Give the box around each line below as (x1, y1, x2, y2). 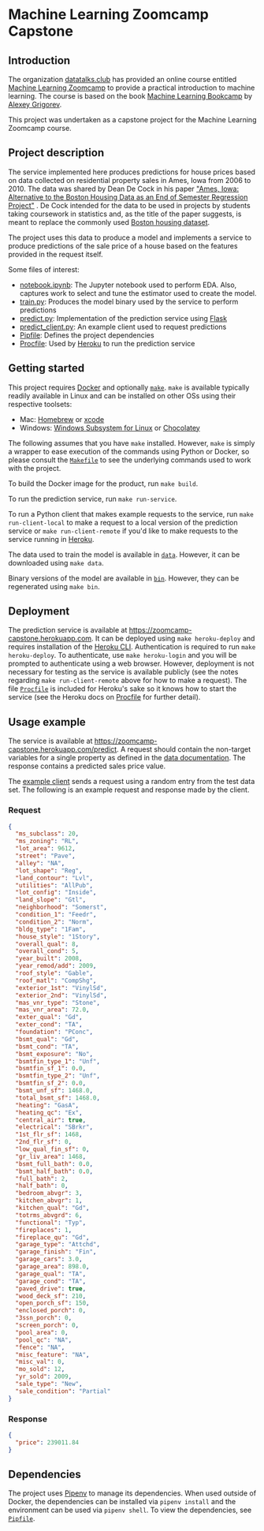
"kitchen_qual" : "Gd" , (15, 1204, 90, 1212)
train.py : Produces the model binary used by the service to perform (19, 297, 239, 306)
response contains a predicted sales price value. (8, 761, 166, 771)
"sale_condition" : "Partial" (15, 1387, 111, 1395)
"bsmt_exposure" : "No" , (15, 1050, 93, 1058)
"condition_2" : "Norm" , (15, 917, 93, 926)
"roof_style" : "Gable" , (15, 969, 93, 977)
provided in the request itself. (8, 249, 104, 259)
